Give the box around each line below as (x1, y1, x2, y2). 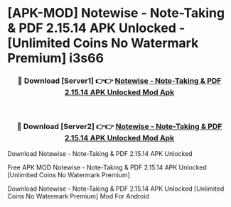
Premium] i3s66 (7, 50, 104, 67)
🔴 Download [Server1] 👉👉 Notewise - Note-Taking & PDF (17, 76, 222, 86)
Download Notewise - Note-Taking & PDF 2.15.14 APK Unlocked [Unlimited (7, 184, 225, 193)
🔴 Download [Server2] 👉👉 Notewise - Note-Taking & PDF (16, 122, 222, 132)
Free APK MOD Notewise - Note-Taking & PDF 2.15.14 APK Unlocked (7, 163, 208, 172)
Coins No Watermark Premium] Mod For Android (7, 191, 149, 200)
